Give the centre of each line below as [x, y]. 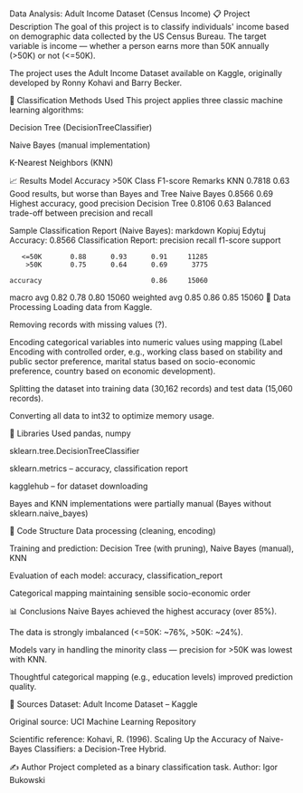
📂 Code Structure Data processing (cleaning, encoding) [113, 531]
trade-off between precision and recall [81, 213]
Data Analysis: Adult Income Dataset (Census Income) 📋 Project [130, 14]
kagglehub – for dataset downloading [79, 486]
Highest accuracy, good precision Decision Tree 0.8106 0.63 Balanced [140, 203]
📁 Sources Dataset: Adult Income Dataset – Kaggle [104, 704]
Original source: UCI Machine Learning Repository [103, 721]
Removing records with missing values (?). [88, 324]
